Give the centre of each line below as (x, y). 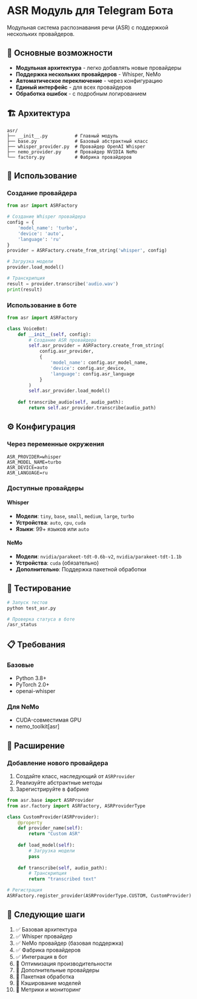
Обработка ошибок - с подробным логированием (81, 93)
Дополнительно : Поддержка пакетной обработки (81, 569)
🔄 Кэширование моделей (48, 983)
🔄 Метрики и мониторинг (48, 989)
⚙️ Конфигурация (41, 427)
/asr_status (22, 625)
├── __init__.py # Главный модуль (63, 136)
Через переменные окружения (56, 444)
